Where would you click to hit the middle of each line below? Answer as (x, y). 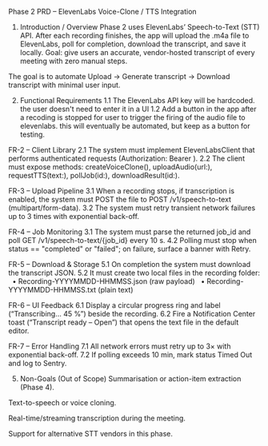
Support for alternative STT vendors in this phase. (91, 434)
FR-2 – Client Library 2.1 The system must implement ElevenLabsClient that (132, 150)
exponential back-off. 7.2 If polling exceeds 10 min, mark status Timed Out (130, 354)
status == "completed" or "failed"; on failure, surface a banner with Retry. (130, 249)
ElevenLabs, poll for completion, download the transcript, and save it (133, 44)
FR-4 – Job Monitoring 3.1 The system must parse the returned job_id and (130, 232)
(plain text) (116, 290)
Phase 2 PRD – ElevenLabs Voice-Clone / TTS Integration (103, 12)
